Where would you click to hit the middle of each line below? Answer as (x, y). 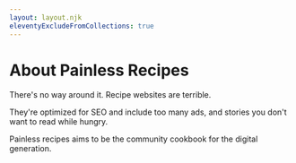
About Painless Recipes (100, 70)
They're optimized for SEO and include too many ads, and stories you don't (148, 112)
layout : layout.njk (46, 17)
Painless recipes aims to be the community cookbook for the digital (134, 139)
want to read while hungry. (59, 122)
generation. (30, 149)
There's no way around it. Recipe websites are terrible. (110, 95)
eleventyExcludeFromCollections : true (82, 26)
